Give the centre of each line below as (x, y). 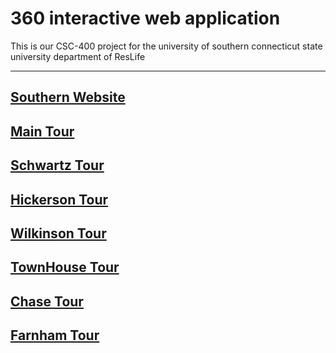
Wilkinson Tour (58, 233)
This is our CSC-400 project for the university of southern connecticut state (166, 46)
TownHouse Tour (65, 267)
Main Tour (42, 131)
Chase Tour (47, 301)
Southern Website (68, 97)
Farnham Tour (55, 335)
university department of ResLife (78, 56)
